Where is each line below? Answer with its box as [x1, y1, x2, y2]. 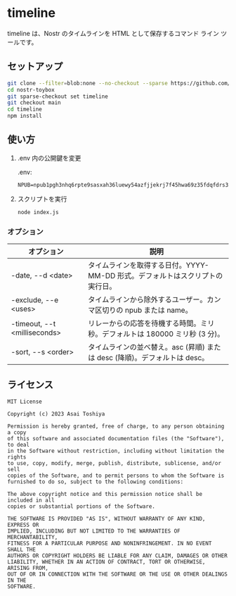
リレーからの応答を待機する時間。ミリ [87, 318, 215, 328]
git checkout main [7, 99, 61, 106]
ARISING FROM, [7, 564, 49, 571]
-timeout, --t [11, 318, 56, 328]
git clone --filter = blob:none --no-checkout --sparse [7, 80, 169, 87]
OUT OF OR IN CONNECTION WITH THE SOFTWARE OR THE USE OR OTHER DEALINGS [7, 571, 228, 578]
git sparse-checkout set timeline [7, 93, 109, 100]
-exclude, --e [11, 294, 58, 304]
